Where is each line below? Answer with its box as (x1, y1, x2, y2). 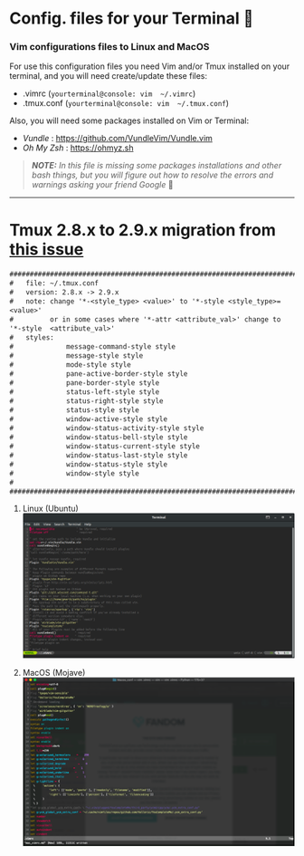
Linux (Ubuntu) (22, 503, 79, 515)
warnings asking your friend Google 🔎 (31, 179, 174, 190)
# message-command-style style (9, 342, 176, 351)
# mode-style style (9, 361, 131, 370)
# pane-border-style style (9, 379, 160, 388)
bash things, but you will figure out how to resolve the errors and (31, 169, 274, 180)
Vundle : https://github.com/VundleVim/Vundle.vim (22, 133, 213, 144)
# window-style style (9, 469, 140, 478)
